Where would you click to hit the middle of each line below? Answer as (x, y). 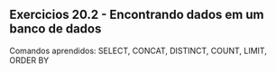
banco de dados (55, 29)
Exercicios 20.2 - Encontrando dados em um (137, 15)
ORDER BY (29, 60)
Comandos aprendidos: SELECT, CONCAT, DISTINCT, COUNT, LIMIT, (138, 50)
